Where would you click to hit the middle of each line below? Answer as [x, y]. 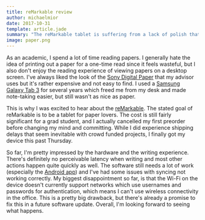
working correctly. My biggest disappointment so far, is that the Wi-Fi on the [102, 178]
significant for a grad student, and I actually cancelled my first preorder [96, 121]
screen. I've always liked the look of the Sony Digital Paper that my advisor [100, 77]
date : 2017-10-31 [28, 23]
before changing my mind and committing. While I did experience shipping [100, 128]
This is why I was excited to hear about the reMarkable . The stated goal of [100, 108]
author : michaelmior [33, 18]
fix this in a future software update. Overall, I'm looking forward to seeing [98, 204]
